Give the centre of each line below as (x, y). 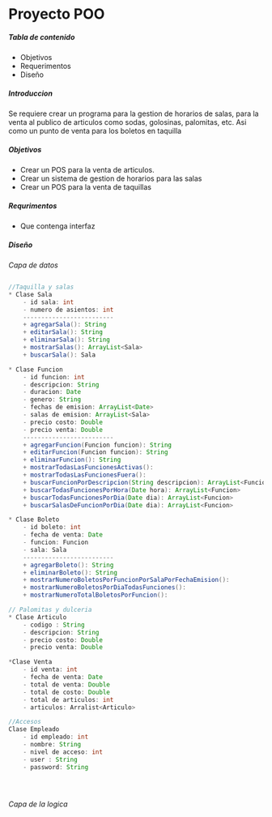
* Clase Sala (30, 294)
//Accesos (25, 722)
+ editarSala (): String (63, 332)
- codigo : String (54, 625)
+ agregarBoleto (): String (68, 565)
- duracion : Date (52, 392)
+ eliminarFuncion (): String (72, 460)
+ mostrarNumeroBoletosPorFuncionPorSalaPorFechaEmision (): (126, 580)
